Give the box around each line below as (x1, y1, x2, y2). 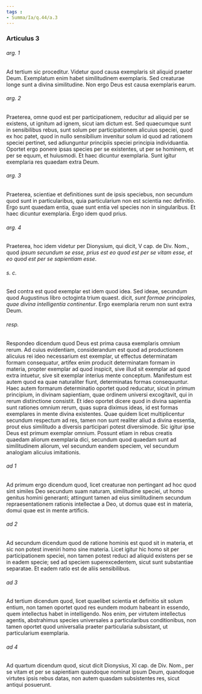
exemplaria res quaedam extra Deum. (6, 158, 99, 165)
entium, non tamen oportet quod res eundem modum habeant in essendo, (6, 604, 190, 611)
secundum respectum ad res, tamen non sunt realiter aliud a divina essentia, (6, 416, 196, 424)
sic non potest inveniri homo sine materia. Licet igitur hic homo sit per (6, 546, 180, 553)
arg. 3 (6, 172, 21, 179)
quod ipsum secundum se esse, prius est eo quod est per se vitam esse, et (6, 249, 193, 256)
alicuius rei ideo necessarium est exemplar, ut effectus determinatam (6, 352, 178, 360)
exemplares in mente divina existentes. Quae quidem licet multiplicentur (6, 410, 185, 417)
